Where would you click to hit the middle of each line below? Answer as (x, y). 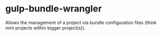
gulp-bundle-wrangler (53, 9)
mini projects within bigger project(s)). (45, 27)
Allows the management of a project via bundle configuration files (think (81, 22)
